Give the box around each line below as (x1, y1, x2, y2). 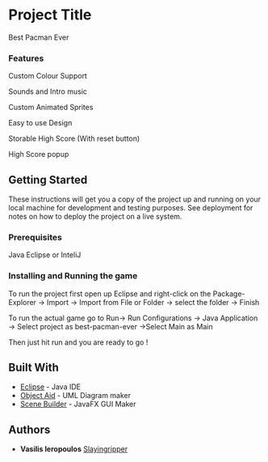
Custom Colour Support (8, 71, 87, 81)
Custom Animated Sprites (8, 103, 94, 112)
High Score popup (8, 150, 69, 159)
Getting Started (8, 172, 88, 187)
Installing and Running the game (8, 270, 138, 282)
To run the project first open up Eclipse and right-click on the (8, 289, 211, 299)
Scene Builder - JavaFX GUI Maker (19, 399, 136, 409)
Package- (212, 289, 245, 299)
